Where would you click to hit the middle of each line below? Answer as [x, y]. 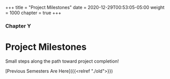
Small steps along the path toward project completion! [62, 61]
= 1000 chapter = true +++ [33, 13]
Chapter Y [18, 26]
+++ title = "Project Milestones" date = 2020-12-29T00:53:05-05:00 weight [85, 7]
